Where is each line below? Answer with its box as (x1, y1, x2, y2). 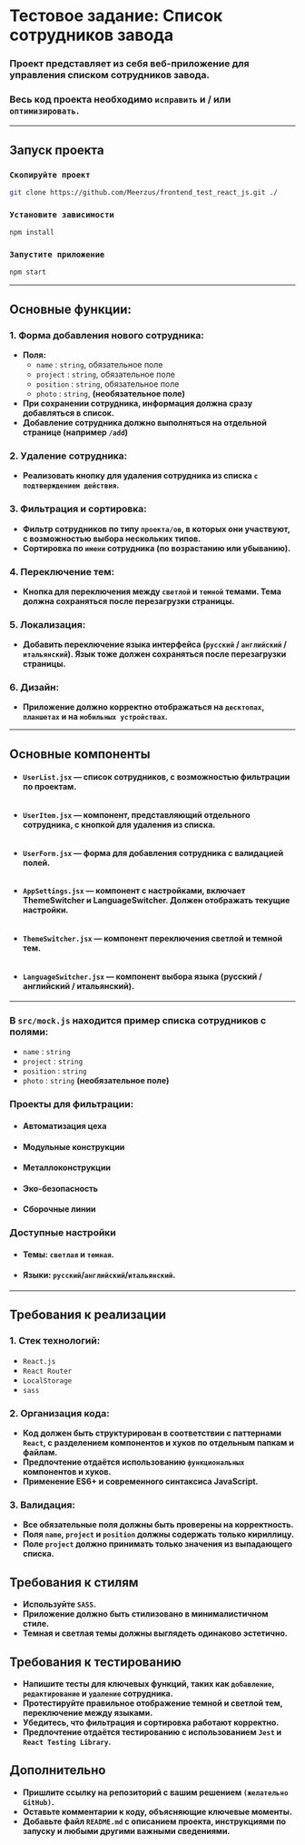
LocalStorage (22, 1376, 73, 1386)
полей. (22, 857, 51, 868)
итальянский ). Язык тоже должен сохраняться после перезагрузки (22, 649, 287, 660)
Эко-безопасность (22, 1183, 98, 1194)
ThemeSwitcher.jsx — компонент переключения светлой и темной (22, 933, 283, 943)
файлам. (22, 1447, 58, 1458)
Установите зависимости (9, 209, 115, 219)
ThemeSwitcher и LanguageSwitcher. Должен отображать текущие (22, 895, 290, 906)
